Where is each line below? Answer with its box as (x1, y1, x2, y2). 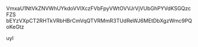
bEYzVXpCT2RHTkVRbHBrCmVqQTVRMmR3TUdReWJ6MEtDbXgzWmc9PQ (6, 17, 193, 24)
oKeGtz (6, 23, 25, 30)
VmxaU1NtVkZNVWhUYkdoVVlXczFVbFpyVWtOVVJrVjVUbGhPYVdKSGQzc (6, 5, 191, 12)
